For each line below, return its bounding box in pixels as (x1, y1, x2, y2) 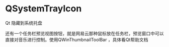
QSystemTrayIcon (5, 3, 82, 14)
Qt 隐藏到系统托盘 (5, 20, 43, 26)
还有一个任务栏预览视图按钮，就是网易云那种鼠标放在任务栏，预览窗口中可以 (5, 30, 164, 36)
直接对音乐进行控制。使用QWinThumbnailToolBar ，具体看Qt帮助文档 (5, 37, 148, 43)
